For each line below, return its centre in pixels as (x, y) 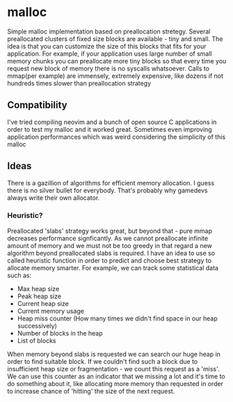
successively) (37, 325)
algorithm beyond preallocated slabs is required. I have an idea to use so (111, 253)
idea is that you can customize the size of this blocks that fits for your (107, 46)
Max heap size (38, 288)
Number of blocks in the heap (60, 333)
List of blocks (37, 340)
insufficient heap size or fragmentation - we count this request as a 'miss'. (114, 369)
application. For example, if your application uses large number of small (110, 54)
